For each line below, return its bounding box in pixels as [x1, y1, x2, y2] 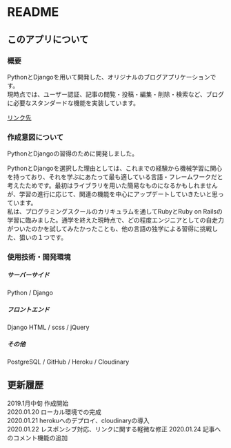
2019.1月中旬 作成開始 [7, 399, 69, 407]
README [7, 4, 59, 20]
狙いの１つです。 [19, 233, 68, 242]
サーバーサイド [7, 270, 50, 279]
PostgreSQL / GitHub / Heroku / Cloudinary [7, 357, 130, 366]
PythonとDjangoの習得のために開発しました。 [7, 149, 139, 158]
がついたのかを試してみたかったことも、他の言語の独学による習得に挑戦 [7, 225, 212, 233]
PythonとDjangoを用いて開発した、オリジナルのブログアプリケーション [7, 73, 210, 81]
